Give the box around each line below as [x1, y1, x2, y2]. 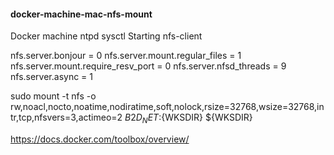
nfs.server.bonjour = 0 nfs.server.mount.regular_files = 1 [10, 50, 242, 62]
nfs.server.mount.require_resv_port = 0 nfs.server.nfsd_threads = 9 [10, 60, 287, 72]
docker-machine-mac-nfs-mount [10, 8, 153, 20]
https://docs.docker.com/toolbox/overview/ [10, 133, 190, 145]
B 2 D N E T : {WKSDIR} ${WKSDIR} [124, 111, 253, 125]
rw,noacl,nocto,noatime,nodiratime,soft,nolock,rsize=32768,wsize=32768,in [10, 101, 325, 113]
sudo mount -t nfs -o [10, 90, 97, 102]
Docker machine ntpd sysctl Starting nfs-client [10, 30, 203, 42]
